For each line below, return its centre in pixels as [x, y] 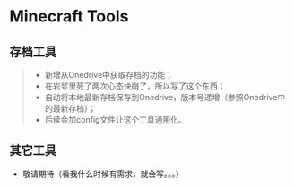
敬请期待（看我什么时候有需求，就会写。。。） [103, 174]
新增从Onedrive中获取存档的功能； [108, 75]
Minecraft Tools [69, 17]
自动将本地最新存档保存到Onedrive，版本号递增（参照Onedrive [161, 97]
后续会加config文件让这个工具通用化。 [115, 119]
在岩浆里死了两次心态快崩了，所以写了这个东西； [135, 86]
